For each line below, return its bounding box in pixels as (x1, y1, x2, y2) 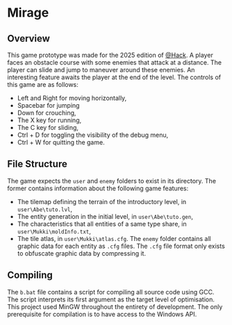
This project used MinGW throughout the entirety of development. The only (7, 302, 223, 310)
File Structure (7, 158, 67, 170)
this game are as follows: (7, 81, 78, 88)
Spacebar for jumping (17, 101, 80, 109)
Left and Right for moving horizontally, (17, 94, 127, 102)
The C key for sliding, (17, 124, 78, 131)
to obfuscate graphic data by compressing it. (17, 249, 147, 258)
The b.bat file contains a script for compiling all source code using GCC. (7, 287, 215, 296)
